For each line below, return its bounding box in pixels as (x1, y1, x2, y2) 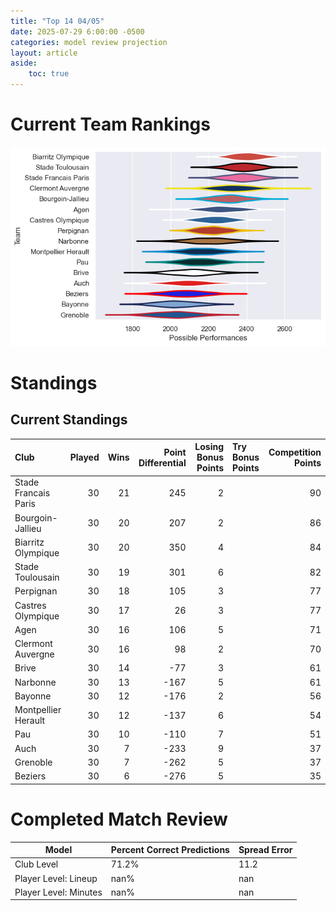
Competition (268, 446, 322, 458)
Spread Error (238, 844, 293, 856)
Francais (14, 487, 51, 499)
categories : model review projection (10, 37, 168, 47)
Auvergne (14, 648, 55, 660)
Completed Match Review (10, 808, 228, 830)
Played (69, 451, 100, 464)
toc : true (28, 69, 70, 79)
